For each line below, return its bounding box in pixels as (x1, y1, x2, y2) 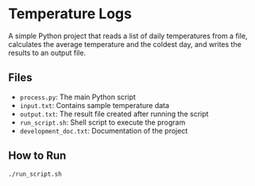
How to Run (8, 149, 67, 163)
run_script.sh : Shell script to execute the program (19, 117, 186, 127)
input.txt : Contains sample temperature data (19, 100, 169, 110)
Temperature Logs (8, 5, 133, 23)
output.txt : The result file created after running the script (19, 109, 209, 118)
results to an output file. (8, 48, 86, 57)
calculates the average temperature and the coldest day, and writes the (8, 39, 242, 48)
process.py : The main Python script (19, 92, 137, 102)
